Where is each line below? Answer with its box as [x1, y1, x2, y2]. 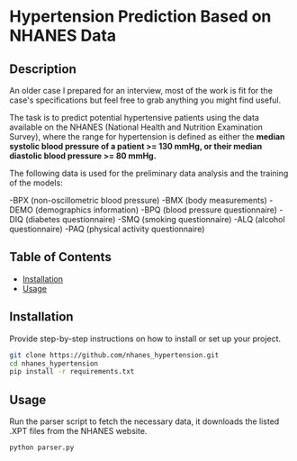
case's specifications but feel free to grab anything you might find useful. [9, 95, 282, 105]
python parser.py [9, 443, 75, 452]
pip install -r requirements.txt [9, 367, 135, 376]
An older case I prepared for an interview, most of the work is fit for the [9, 86, 273, 95]
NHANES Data [9, 25, 117, 46]
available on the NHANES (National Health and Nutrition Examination [9, 122, 264, 132]
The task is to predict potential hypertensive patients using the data [9, 113, 259, 122]
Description [9, 61, 76, 77]
